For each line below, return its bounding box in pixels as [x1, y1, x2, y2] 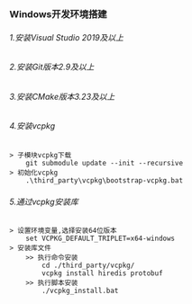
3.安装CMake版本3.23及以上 [9, 91, 115, 102]
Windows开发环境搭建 [9, 7, 107, 20]
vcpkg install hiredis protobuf [41, 269, 164, 278]
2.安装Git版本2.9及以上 [9, 61, 95, 73]
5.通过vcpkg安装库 [9, 196, 79, 207]
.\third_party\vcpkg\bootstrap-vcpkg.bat [25, 175, 183, 185]
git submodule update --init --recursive [25, 158, 183, 167]
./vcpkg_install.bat [41, 286, 119, 296]
